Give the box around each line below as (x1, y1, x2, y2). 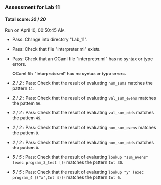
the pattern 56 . (12, 100, 42, 106)
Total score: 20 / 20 (5, 16, 46, 22)
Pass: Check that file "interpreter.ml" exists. (12, 46, 101, 52)
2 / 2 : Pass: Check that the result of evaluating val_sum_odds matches (12, 110, 154, 116)
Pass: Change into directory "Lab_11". (12, 37, 88, 43)
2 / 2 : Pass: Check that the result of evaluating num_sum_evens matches (12, 125, 156, 131)
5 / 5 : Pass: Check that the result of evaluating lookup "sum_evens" (12, 154, 149, 160)
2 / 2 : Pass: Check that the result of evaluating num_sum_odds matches (12, 140, 154, 146)
